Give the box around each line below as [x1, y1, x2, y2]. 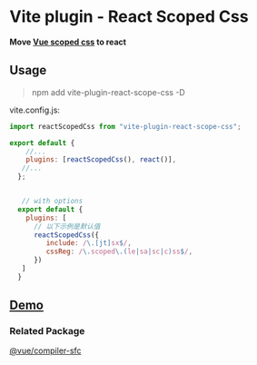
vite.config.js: [9, 104, 61, 115]
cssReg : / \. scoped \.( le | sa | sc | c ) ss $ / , [45, 247, 193, 256]
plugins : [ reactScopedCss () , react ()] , [25, 155, 177, 164]
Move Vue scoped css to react [9, 36, 127, 47]
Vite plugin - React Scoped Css [9, 6, 249, 27]
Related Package [9, 325, 85, 338]
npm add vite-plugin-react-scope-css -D [31, 86, 186, 97]
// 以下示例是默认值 [33, 222, 101, 231]
